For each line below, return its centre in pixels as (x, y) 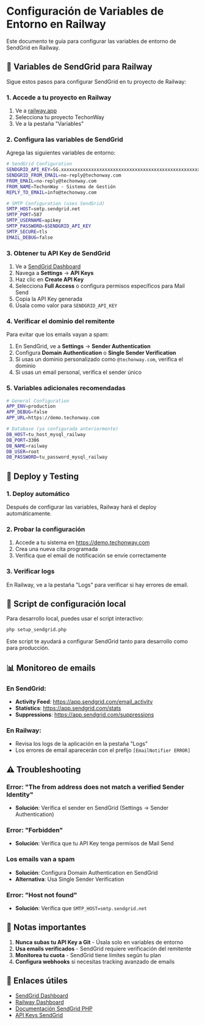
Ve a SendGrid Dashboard (48, 266)
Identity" (20, 794)
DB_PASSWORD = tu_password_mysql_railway (57, 457)
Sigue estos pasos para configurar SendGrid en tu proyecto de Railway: (96, 81)
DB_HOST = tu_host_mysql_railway (46, 434)
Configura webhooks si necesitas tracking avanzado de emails (95, 961)
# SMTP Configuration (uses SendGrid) (56, 203)
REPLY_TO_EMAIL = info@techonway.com (52, 192)
